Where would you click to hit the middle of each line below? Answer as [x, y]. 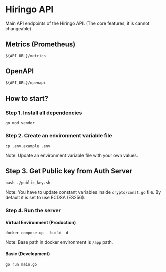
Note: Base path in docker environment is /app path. [59, 242]
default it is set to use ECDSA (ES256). [45, 198]
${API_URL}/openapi [26, 83]
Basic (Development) [28, 254]
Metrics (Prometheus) [40, 44]
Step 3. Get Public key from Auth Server [69, 171]
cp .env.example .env [28, 146]
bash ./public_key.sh [28, 183]
